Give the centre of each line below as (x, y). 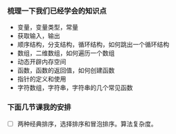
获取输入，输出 (38, 36)
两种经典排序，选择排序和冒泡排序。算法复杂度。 (87, 124)
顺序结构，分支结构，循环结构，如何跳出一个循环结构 (93, 45)
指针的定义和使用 (42, 79)
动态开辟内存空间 (42, 62)
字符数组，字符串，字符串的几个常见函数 (75, 88)
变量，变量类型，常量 (47, 27)
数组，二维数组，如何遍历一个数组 (66, 53)
